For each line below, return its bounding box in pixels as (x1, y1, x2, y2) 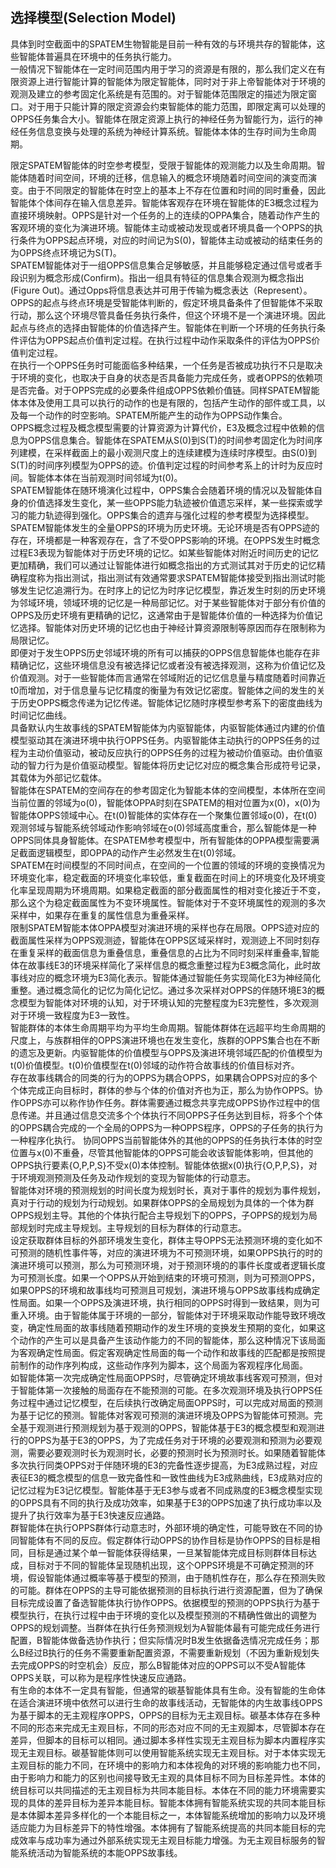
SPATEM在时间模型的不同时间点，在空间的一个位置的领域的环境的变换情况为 (10, 859, 326, 871)
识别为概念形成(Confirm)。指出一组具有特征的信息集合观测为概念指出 (18, 271, 305, 283)
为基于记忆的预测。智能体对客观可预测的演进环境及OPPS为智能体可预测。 (10, 1409, 315, 1421)
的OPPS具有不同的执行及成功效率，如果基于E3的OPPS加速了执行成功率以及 (10, 1496, 323, 1508)
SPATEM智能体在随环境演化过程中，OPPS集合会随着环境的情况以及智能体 (10, 484, 315, 496)
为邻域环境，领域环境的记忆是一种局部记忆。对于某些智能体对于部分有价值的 (10, 596, 326, 608)
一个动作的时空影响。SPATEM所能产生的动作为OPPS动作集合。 (27, 409, 288, 421)
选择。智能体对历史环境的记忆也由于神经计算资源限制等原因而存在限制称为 (18, 621, 326, 633)
